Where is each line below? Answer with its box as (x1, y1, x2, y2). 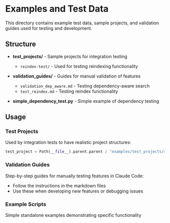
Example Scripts (5, 201, 47, 208)
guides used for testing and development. (5, 25, 93, 31)
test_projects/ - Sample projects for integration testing (12, 53, 127, 59)
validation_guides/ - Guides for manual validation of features (12, 73, 141, 79)
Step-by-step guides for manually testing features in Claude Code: (5, 173, 144, 179)
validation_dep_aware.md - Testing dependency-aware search (20, 83, 150, 89)
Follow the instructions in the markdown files (12, 182, 106, 189)
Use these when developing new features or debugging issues (12, 188, 143, 194)
